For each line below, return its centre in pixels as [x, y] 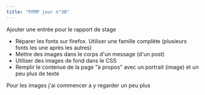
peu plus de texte [37, 73]
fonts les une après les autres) [53, 47]
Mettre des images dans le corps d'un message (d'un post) [90, 54]
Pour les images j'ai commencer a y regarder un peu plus [79, 85]
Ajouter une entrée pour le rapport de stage [61, 29]
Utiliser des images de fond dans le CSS [66, 60]
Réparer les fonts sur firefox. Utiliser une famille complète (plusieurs [101, 41]
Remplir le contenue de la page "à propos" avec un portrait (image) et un [107, 67]
